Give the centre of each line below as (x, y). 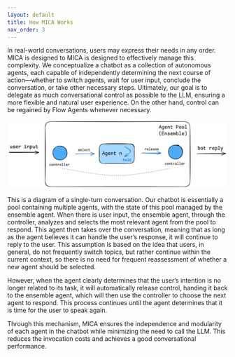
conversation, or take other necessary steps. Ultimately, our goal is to (107, 88)
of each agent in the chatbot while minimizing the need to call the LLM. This (116, 331)
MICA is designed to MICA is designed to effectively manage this (101, 58)
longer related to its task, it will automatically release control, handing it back (117, 288)
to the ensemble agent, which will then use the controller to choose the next (117, 295)
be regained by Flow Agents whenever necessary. (79, 110)
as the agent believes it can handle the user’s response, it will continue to (113, 237)
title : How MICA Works (40, 22)
